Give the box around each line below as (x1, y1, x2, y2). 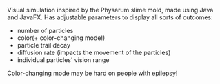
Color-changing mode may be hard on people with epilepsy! (7, 69, 178, 77)
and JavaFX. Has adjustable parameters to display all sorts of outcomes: (7, 13, 213, 21)
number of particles (17, 27, 74, 34)
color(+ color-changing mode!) (17, 34, 106, 42)
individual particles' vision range (17, 56, 110, 64)
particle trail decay (17, 41, 71, 49)
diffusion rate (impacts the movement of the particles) (17, 48, 171, 56)
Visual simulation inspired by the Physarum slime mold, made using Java (7, 6, 214, 14)
